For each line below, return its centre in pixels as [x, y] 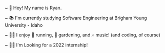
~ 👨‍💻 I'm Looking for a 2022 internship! [46, 45]
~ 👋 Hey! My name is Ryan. [33, 8]
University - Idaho [24, 25]
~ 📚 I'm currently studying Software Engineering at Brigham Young [76, 18]
